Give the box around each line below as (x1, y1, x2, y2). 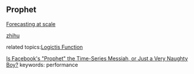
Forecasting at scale (6, 20, 56, 27)
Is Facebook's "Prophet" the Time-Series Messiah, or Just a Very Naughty (6, 54, 188, 62)
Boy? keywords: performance (6, 61, 78, 68)
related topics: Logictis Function (6, 43, 83, 50)
